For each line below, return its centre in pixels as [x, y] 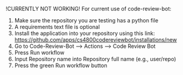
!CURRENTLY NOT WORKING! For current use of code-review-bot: [88, 9]
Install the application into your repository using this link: [85, 33]
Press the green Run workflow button [61, 65]
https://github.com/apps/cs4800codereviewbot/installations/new [96, 40]
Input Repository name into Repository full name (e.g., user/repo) [95, 59]
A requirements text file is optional [57, 27]
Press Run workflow [39, 53]
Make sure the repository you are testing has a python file [86, 20]
